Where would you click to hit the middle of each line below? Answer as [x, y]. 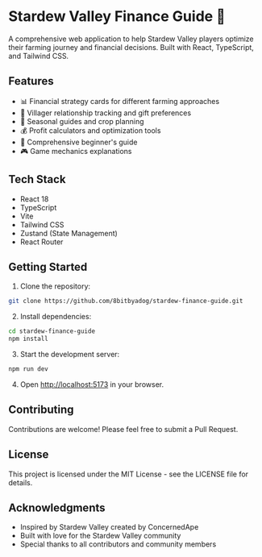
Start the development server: [70, 354]
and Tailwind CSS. [39, 56]
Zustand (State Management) [69, 233]
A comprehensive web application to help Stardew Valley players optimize [131, 39]
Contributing [41, 410]
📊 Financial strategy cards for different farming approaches [120, 101]
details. [21, 482]
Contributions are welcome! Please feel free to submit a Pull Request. [123, 429]
